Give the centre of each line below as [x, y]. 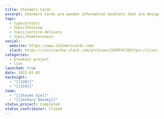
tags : [10, 18]
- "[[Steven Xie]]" [29, 95]
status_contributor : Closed [34, 109]
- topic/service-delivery [36, 32]
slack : [16, 50]
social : [13, 41]
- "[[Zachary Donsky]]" [33, 100]
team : [10, 91]
